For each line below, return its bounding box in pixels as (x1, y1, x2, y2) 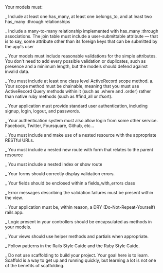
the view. (5, 195, 23, 200)
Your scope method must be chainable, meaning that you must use (5, 83, 140, 89)
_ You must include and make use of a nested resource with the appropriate (5, 132, 157, 138)
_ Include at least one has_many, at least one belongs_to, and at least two (5, 14, 152, 19)
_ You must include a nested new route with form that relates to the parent (5, 147, 153, 152)
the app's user (5, 44, 34, 49)
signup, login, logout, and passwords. (5, 108, 80, 114)
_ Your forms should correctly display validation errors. (5, 171, 115, 177)
